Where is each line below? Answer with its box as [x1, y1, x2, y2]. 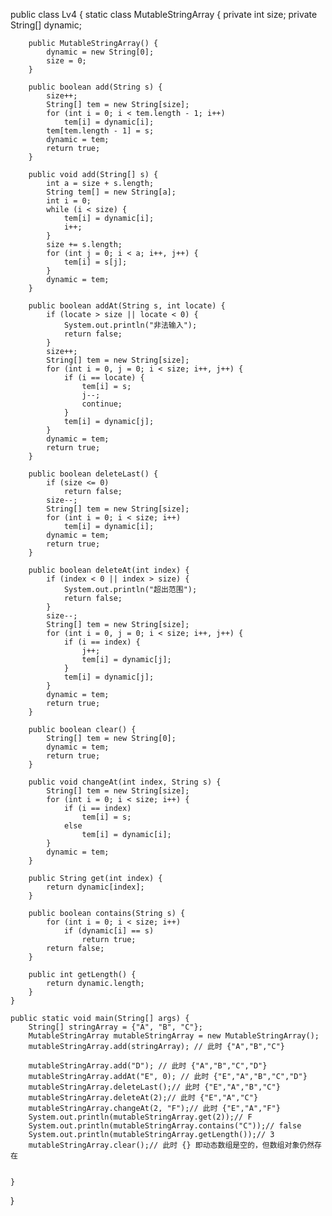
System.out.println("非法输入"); [63, 320, 198, 330]
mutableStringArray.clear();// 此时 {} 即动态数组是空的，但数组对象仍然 [28, 1140, 315, 1150]
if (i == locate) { [63, 373, 145, 383]
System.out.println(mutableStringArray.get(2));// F [28, 1112, 253, 1122]
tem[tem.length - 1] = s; [46, 126, 155, 136]
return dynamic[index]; [46, 882, 145, 892]
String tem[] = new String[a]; [46, 187, 177, 197]
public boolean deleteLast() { [28, 469, 159, 479]
